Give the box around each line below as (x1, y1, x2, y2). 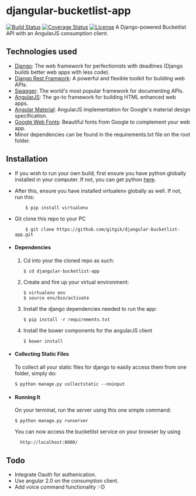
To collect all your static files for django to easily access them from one (14, 363, 187, 371)
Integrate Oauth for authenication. (14, 471, 97, 478)
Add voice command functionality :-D (14, 483, 105, 490)
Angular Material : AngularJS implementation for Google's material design (14, 106, 191, 113)
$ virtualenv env (23, 290, 66, 295)
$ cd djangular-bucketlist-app (23, 268, 100, 274)
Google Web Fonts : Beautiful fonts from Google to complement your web (14, 118, 190, 125)
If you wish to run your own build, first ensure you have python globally (14, 169, 186, 176)
